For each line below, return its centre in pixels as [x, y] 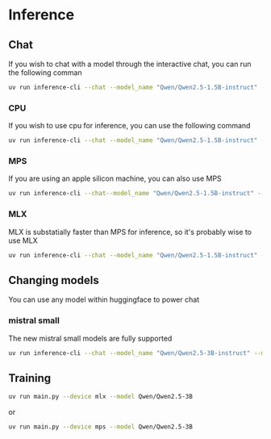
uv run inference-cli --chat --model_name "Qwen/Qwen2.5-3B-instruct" [129, 353]
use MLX [23, 240]
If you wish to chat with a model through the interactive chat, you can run [130, 64]
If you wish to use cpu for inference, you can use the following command [129, 126]
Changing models [54, 280]
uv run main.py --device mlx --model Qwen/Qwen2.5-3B [101, 397]
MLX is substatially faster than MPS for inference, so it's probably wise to [130, 232]
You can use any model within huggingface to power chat [104, 299]
